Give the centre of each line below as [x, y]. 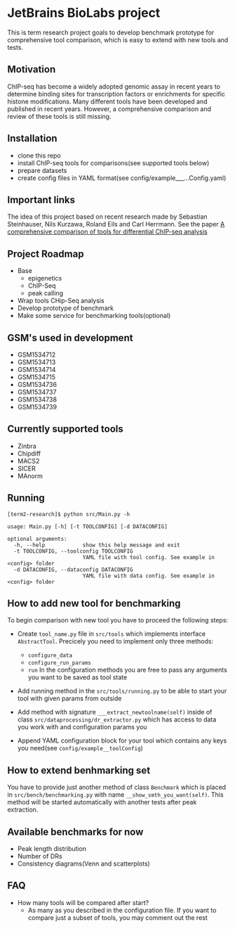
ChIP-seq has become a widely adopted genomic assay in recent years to [114, 87]
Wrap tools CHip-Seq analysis [61, 301]
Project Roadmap [46, 254]
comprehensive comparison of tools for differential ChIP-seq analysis [108, 232]
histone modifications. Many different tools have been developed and [107, 101]
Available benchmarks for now [75, 832]
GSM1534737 [37, 392]
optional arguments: [38, 539]
